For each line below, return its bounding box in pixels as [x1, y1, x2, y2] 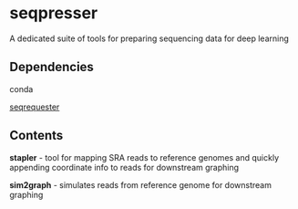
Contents [9, 128, 64, 143]
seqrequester [9, 101, 60, 112]
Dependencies [9, 59, 94, 75]
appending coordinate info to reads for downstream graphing [9, 162, 240, 172]
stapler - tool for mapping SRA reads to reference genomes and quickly [9, 152, 280, 162]
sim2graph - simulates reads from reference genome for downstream [9, 179, 272, 190]
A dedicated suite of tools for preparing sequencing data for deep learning [9, 33, 290, 44]
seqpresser [9, 3, 98, 24]
